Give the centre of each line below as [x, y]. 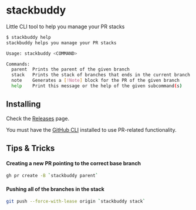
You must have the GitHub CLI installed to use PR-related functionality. [92, 129]
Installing [23, 104]
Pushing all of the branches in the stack [55, 189]
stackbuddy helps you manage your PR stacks [61, 43]
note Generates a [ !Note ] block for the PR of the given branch [96, 81]
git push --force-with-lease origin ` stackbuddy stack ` [76, 201]
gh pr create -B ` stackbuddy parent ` [52, 176]
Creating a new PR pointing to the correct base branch [74, 163]
